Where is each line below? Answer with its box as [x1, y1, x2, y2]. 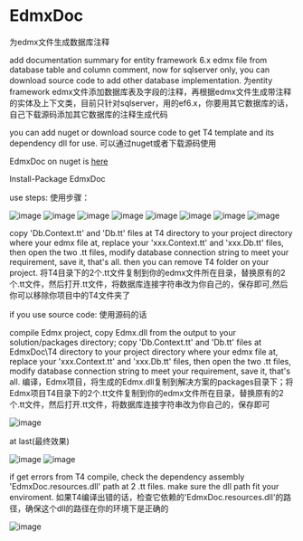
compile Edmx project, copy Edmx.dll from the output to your [9, 327, 237, 337]
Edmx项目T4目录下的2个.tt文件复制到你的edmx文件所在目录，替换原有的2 [9, 387, 284, 398]
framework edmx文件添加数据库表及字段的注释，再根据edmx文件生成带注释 [9, 86, 292, 97]
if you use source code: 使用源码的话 [9, 308, 147, 319]
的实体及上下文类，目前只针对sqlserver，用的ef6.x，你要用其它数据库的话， [9, 97, 293, 109]
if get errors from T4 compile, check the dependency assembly [9, 471, 245, 482]
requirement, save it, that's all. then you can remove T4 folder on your [9, 256, 270, 267]
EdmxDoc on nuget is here [9, 156, 109, 166]
